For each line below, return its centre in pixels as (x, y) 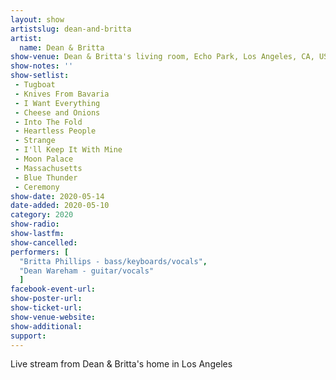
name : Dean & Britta (62, 47)
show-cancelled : (44, 242)
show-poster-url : (46, 299)
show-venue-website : (53, 317)
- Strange (35, 141)
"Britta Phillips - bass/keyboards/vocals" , (113, 261)
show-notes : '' (42, 66)
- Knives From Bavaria (62, 94)
